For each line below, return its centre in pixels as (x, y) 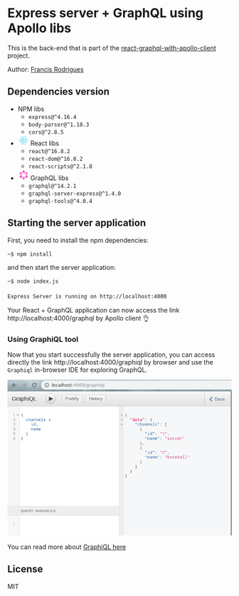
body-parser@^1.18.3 (59, 125)
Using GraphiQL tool (43, 339)
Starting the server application (77, 223)
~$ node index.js (33, 282)
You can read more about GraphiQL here (67, 547)
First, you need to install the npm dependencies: (78, 240)
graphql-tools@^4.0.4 (60, 201)
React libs (44, 143)
